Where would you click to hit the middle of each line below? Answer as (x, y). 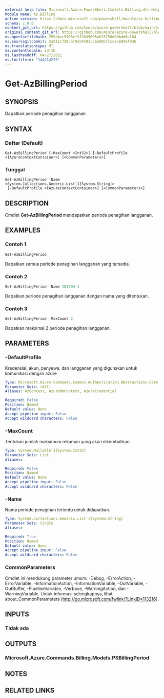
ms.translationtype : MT (29, 46)
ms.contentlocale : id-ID (30, 50)
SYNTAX (19, 129)
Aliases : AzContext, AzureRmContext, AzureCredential (61, 391)
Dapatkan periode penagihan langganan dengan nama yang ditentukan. (77, 296)
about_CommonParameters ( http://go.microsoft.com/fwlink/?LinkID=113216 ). (82, 599)
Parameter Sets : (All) (28, 387)
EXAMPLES (23, 230)
